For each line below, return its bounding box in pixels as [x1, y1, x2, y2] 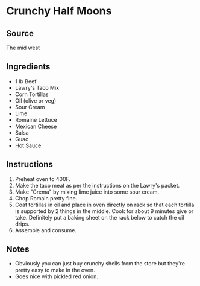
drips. [14, 220, 30, 227]
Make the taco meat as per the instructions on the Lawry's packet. [14, 182, 180, 189]
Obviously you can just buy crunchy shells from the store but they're [14, 260, 186, 267]
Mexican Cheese [14, 122, 57, 130]
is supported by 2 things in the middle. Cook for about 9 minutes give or [14, 207, 194, 215]
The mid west [6, 44, 40, 51]
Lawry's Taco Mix [14, 84, 59, 91]
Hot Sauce [14, 142, 42, 149]
